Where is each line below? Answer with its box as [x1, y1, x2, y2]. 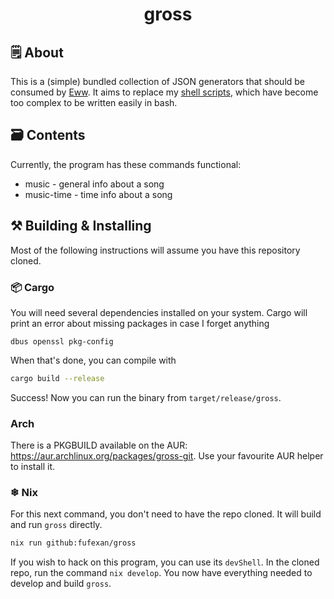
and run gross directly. [10, 519, 103, 531]
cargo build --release [10, 373, 105, 383]
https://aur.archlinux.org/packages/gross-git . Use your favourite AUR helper [10, 450, 324, 462]
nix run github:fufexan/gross [10, 538, 137, 548]
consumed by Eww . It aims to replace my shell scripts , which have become [10, 86, 319, 98]
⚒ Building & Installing [10, 218, 152, 235]
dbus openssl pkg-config [10, 336, 114, 347]
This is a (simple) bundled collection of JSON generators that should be [10, 76, 306, 87]
